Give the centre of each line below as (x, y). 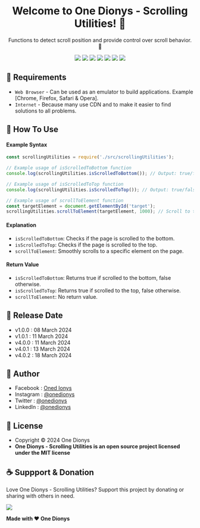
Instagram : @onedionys (45, 395)
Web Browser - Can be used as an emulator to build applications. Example (104, 92)
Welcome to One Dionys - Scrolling (100, 11)
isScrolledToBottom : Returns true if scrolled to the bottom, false (93, 277)
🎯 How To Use (32, 129)
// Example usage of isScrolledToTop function (65, 184)
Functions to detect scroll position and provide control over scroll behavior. (100, 40)
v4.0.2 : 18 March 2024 (43, 355)
